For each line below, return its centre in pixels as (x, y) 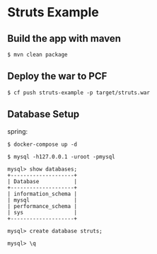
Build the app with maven (64, 39)
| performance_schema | (42, 206)
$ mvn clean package (38, 54)
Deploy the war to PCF (57, 76)
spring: (18, 131)
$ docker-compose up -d (42, 144)
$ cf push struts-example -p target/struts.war (79, 93)
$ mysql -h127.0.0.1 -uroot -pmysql (61, 156)
